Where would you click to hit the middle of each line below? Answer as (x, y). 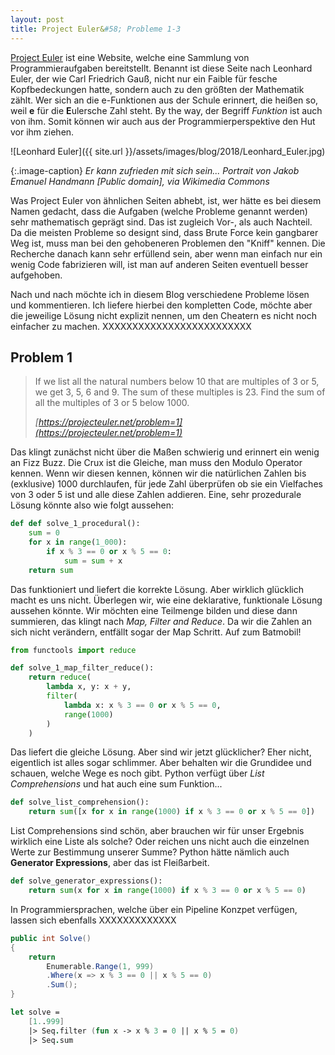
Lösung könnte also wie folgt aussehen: (92, 505)
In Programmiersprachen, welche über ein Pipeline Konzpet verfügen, (154, 909)
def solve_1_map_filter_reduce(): (82, 668)
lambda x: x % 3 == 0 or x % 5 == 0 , (142, 705)
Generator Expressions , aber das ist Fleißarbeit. (110, 863)
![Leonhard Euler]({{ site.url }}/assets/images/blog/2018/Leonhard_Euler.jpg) (168, 151)
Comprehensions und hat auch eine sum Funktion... (116, 784)
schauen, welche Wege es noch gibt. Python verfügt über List (137, 773)
